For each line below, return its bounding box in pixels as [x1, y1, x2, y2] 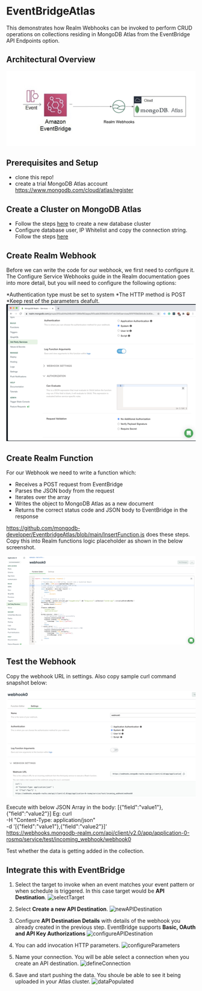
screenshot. [6, 544, 36, 551]
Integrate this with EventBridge [6, 865, 125, 875]
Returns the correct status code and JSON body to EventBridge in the [14, 506, 188, 514]
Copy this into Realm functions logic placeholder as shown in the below [6, 537, 183, 544]
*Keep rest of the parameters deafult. [6, 298, 100, 305]
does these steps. [145, 531, 191, 538]
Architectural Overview [6, 54, 96, 65]
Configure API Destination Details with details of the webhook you [14, 917, 181, 924]
